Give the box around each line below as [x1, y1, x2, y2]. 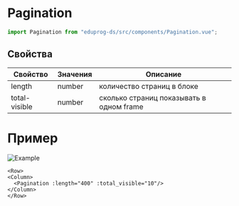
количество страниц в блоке [99, 81, 198, 91]
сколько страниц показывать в [99, 92, 206, 102]
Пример [7, 130, 58, 146]
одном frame [99, 102, 144, 112]
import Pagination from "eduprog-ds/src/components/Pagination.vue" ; [7, 28, 218, 36]
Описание [145, 69, 182, 79]
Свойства [7, 48, 53, 60]
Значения [57, 69, 92, 79]
